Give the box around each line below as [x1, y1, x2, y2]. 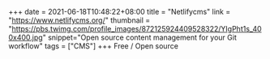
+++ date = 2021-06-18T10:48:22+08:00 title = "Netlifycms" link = [8, 7, 231, 16]
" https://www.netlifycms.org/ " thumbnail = [8, 15, 151, 25]
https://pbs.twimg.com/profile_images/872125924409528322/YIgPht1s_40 [11, 24, 262, 33]
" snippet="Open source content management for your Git [42, 32, 237, 42]
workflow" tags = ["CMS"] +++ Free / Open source [8, 41, 178, 51]
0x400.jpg [8, 32, 43, 42]
